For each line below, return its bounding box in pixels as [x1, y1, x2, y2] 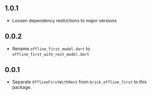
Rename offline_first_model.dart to [12, 45, 90, 52]
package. [12, 84, 32, 90]
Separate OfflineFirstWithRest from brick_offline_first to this [12, 79, 147, 85]
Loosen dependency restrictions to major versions [12, 17, 117, 23]
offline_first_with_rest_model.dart [12, 52, 89, 57]
